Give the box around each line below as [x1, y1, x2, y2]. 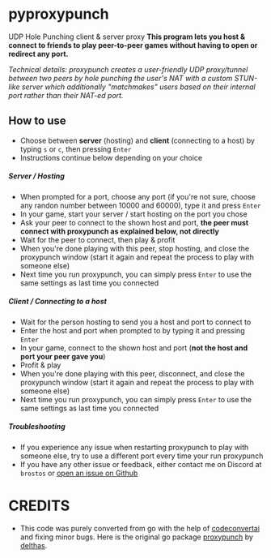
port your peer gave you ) [19, 351, 106, 361]
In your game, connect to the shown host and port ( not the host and [19, 342, 248, 353]
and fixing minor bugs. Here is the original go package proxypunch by [19, 532, 253, 542]
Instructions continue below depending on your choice [19, 152, 203, 162]
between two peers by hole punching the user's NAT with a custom [8, 73, 233, 83]
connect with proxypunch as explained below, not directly [19, 226, 220, 236]
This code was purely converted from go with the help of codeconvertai [19, 523, 260, 533]
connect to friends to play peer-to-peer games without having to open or [8, 40, 258, 49]
